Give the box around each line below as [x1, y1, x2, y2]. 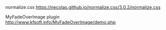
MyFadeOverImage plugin [5, 14, 60, 19]
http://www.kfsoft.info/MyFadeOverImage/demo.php [5, 19, 116, 25]
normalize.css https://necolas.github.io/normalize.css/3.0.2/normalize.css [5, 4, 161, 10]
